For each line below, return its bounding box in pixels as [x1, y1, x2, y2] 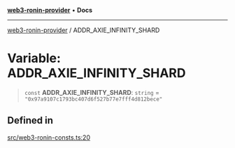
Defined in [7, 114, 54, 126]
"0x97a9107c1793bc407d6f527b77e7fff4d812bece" [24, 96, 163, 103]
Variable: [7, 50, 62, 66]
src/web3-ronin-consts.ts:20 [7, 133, 91, 142]
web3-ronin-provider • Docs [7, 6, 93, 14]
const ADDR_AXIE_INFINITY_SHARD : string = [24, 88, 159, 96]
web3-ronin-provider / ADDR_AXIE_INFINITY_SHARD [7, 26, 160, 34]
